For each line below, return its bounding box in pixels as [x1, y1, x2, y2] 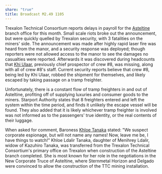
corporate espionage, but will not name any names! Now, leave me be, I [5, 132, 148, 138]
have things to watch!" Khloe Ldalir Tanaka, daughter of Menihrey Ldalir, [5, 137, 150, 143]
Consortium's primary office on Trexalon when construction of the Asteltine [5, 147, 157, 154]
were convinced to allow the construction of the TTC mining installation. [5, 163, 149, 169]
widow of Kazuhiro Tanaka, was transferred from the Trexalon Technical [5, 142, 150, 148]
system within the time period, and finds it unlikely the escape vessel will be [5, 102, 157, 108]
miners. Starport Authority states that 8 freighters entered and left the [5, 97, 145, 102]
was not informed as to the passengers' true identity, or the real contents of [5, 112, 157, 118]
